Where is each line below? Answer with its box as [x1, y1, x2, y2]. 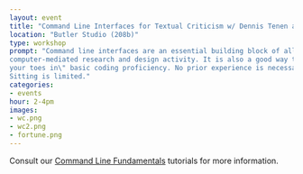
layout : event [9, 13, 63, 23]
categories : [9, 80, 54, 89]
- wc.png [9, 114, 42, 123]
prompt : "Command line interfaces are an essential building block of [9, 47, 280, 56]
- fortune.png [9, 131, 63, 140]
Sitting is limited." [9, 72, 91, 81]
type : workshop [9, 38, 67, 48]
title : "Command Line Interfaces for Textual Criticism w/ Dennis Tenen [9, 22, 289, 31]
